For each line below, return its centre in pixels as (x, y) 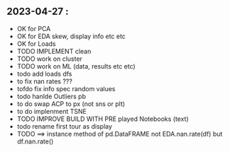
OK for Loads (36, 43)
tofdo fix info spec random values (66, 88)
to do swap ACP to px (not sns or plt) (71, 104)
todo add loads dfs (44, 74)
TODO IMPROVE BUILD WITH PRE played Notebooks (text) (103, 119)
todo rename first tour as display (65, 126)
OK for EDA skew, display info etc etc (71, 36)
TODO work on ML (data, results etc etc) (76, 66)
